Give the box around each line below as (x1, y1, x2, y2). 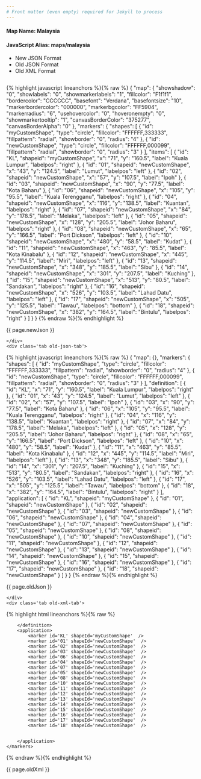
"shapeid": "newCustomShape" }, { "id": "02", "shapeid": (6, 501, 147, 508)
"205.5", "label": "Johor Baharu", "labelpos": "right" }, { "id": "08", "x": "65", (6, 431, 193, 438)
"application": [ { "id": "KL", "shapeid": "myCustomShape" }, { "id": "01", (6, 495, 184, 502)
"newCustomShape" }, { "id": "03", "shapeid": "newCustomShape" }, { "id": (6, 507, 193, 515)
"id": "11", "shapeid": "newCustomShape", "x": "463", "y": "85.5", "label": (6, 245, 187, 252)
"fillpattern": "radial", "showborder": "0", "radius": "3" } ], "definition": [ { (6, 380, 186, 387)
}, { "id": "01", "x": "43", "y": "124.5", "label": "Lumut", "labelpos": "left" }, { (6, 392, 191, 399)
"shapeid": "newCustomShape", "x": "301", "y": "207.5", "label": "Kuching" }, (6, 270, 196, 277)
